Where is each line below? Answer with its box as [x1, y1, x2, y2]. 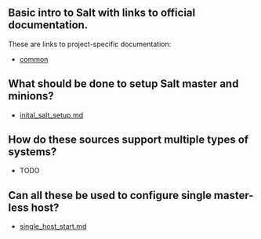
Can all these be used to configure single [8, 188, 212, 202]
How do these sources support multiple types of [8, 133, 249, 147]
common [19, 54, 49, 63]
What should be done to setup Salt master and [8, 78, 239, 91]
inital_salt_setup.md [19, 110, 84, 120]
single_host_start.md [19, 222, 87, 231]
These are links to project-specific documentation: [8, 39, 172, 49]
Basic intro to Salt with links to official [8, 6, 196, 20]
